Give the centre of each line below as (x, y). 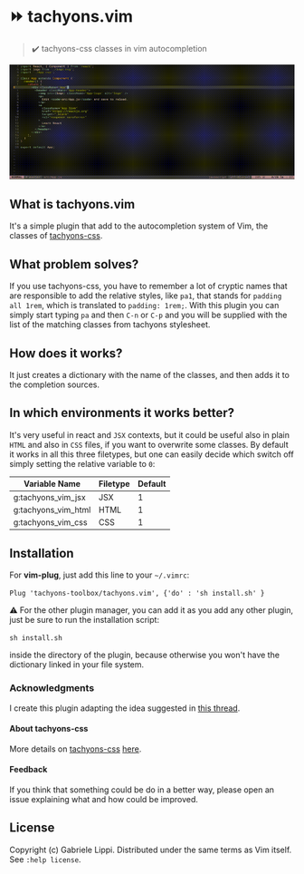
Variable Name (52, 484)
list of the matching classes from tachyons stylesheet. (110, 325)
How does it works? (66, 353)
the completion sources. (54, 384)
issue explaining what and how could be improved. (104, 800)
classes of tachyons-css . (56, 236)
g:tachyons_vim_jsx (49, 497)
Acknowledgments (52, 688)
